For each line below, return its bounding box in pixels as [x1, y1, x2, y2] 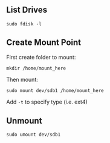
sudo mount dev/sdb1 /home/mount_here [6, 87, 104, 93]
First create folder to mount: [6, 53, 76, 61]
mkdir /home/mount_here [6, 65, 66, 71]
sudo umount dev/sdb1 [6, 131, 61, 138]
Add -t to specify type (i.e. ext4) [6, 98, 88, 105]
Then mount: [6, 76, 38, 83]
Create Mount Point [6, 38, 82, 48]
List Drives [6, 5, 47, 15]
